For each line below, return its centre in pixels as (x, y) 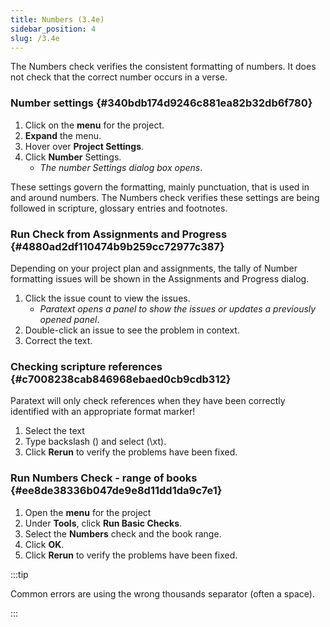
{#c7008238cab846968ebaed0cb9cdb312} (121, 379)
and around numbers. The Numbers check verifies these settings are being (165, 197)
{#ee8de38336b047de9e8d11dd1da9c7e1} (116, 491)
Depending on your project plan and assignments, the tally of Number (154, 268)
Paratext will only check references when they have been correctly (148, 401)
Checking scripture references (86, 366)
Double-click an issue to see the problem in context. (132, 330)
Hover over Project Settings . (84, 146)
